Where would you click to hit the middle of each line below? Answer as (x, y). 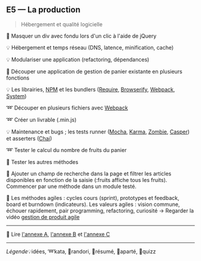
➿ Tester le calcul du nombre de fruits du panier (66, 150)
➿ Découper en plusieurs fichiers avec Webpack (67, 108)
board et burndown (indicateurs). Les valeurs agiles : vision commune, (93, 204)
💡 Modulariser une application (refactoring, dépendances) (78, 59)
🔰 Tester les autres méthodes (42, 162)
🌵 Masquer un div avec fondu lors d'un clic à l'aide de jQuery (81, 36)
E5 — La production (43, 10)
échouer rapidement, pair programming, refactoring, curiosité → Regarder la (100, 210)
